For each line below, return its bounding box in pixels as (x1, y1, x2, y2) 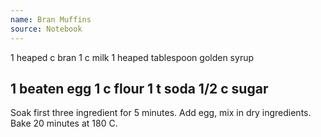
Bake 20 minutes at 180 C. (10, 117, 118, 130)
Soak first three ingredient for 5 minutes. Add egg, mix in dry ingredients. (10, 107, 312, 119)
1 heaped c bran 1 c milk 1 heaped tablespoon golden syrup (10, 51, 254, 63)
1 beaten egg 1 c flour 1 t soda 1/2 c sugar (10, 80, 269, 97)
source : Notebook (10, 24, 83, 34)
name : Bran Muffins (10, 14, 92, 25)
